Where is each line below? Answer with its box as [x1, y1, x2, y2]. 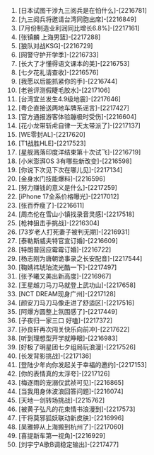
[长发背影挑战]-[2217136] [18, 352, 92, 360]
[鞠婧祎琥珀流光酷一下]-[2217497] [18, 263, 117, 271]
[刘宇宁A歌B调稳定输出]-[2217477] [18, 440, 119, 449]
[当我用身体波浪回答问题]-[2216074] [18, 387, 124, 395]
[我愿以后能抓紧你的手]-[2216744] [18, 77, 118, 85]
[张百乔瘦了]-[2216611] [18, 201, 85, 209]
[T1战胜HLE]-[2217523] [18, 139, 87, 147]
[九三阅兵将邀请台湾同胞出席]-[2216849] [18, 15, 137, 23]
